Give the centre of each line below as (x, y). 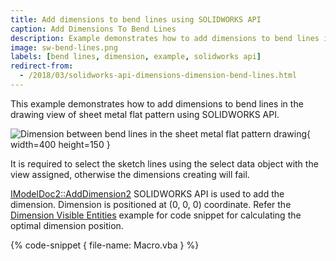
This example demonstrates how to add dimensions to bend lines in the (157, 103)
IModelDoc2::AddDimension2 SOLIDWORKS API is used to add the (147, 193)
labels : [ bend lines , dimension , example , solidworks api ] (136, 57)
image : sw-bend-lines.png (64, 47)
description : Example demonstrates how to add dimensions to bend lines (165, 38)
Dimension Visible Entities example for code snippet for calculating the (156, 215)
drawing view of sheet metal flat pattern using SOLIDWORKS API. (145, 114)
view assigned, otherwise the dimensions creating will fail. (130, 174)
